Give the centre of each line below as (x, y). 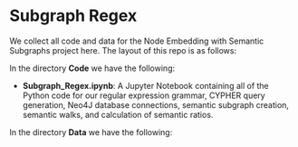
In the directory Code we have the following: (92, 68)
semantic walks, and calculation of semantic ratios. (118, 114)
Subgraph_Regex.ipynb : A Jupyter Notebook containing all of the (145, 85)
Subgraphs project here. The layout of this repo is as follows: (123, 50)
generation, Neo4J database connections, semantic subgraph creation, (156, 104)
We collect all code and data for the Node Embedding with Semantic (137, 41)
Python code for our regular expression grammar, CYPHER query (144, 95)
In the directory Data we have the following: (91, 132)
